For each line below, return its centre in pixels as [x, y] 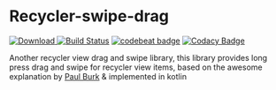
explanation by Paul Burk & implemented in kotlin [98, 76]
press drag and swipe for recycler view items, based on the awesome [136, 67]
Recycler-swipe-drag [89, 16]
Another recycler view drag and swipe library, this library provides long [138, 57]
